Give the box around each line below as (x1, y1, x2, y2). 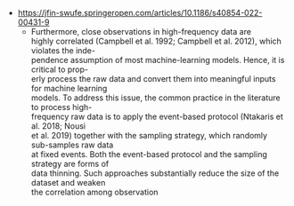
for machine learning (30, 83, 108, 93)
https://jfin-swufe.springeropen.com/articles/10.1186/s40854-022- (17, 8, 263, 18)
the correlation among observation (30, 186, 159, 197)
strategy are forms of (30, 159, 110, 169)
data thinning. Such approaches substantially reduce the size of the (30, 168, 280, 178)
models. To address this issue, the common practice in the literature (30, 92, 281, 103)
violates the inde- (30, 45, 96, 56)
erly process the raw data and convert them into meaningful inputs (30, 74, 276, 83)
